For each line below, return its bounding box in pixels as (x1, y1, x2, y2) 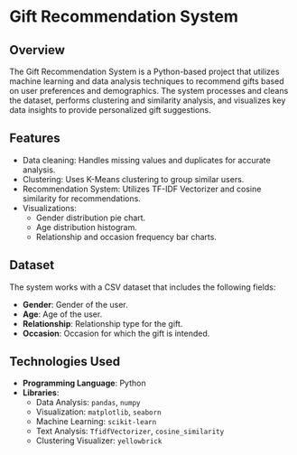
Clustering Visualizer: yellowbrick (35, 435, 162, 446)
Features (9, 131, 60, 146)
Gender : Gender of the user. (22, 299, 128, 310)
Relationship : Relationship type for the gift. (22, 318, 183, 329)
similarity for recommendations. (22, 192, 142, 204)
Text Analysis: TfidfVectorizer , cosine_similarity (35, 426, 225, 437)
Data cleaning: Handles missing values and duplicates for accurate (22, 154, 271, 165)
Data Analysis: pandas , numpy (35, 397, 141, 408)
